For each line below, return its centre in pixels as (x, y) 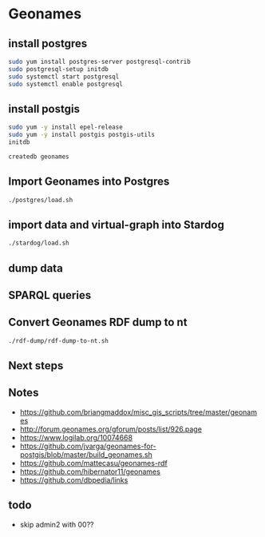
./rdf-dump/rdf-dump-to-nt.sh (59, 340)
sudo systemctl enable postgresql (66, 84)
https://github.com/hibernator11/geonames (90, 471)
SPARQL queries (50, 295)
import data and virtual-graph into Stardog (117, 225)
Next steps (36, 366)
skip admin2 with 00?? (57, 524)
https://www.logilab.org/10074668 (76, 437)
